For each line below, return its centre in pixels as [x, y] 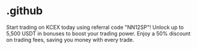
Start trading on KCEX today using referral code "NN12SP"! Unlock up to [95, 27]
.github [24, 11]
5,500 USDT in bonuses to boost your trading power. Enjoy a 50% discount [98, 33]
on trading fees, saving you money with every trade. [70, 40]
